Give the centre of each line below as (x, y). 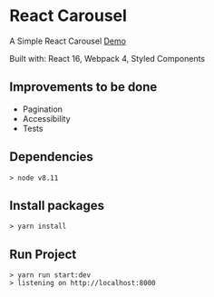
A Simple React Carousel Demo (68, 41)
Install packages (57, 205)
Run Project (43, 254)
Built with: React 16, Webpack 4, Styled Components (107, 58)
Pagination (43, 109)
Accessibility (46, 118)
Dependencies (51, 157)
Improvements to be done (83, 87)
